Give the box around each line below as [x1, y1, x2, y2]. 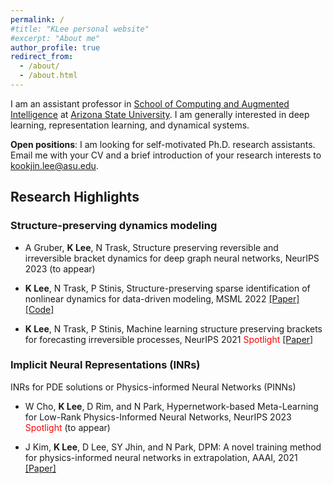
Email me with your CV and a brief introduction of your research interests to [10, 149, 322, 161]
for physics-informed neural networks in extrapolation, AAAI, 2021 [24, 451, 298, 463]
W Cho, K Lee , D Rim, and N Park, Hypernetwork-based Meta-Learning [24, 400, 319, 412]
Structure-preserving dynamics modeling [10, 219, 218, 233]
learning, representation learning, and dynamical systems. [10, 119, 250, 131]
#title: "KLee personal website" [10, 24, 150, 34]
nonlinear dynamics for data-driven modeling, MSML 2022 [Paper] [24, 292, 300, 305]
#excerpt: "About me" [10, 33, 101, 43]
